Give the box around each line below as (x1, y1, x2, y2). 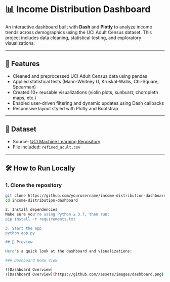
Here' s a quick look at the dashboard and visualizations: (5, 249, 133, 254)
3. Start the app (5, 226, 42, 231)
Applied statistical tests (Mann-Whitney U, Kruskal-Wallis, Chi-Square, (12, 78, 159, 84)
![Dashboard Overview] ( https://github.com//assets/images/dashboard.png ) (5, 272, 164, 277)
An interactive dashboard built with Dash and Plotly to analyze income (5, 23, 153, 30)
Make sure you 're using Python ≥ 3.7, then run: (5, 211, 110, 217)
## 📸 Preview (5, 239, 33, 245)
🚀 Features (5, 59, 40, 68)
